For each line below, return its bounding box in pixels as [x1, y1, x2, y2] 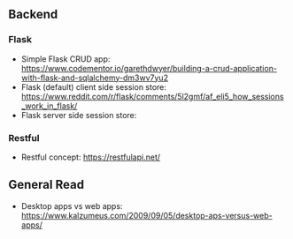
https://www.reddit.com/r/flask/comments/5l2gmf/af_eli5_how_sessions [20, 91, 284, 101]
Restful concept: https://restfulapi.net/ [20, 152, 161, 162]
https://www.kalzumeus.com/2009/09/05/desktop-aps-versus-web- [20, 210, 273, 220]
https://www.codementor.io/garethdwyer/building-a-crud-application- [20, 63, 278, 73]
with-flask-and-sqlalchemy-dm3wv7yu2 [20, 72, 169, 83]
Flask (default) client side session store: [20, 81, 167, 92]
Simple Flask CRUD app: [20, 53, 111, 64]
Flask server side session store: [20, 109, 137, 120]
